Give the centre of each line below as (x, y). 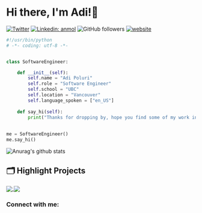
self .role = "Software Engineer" (70, 84)
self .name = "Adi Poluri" (60, 78)
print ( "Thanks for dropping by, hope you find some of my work (109, 117)
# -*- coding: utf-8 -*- (37, 45)
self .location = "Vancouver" (64, 95)
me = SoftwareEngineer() (37, 134)
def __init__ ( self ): (43, 73)
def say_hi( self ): (40, 112)
